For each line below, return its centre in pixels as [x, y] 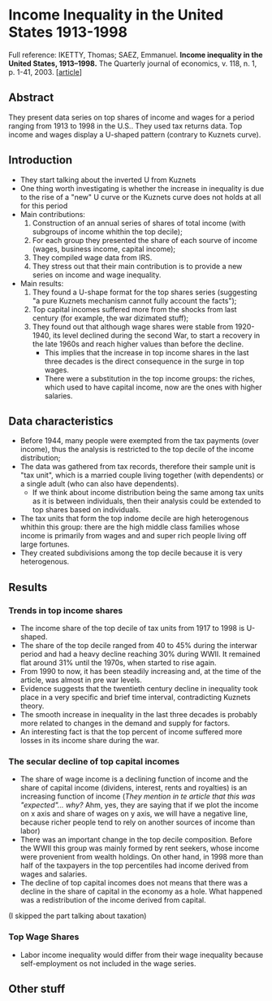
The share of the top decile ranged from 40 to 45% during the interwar [139, 646]
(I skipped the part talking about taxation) [78, 916]
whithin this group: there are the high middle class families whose [130, 527]
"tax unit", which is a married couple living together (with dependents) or [142, 475]
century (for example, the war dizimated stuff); [110, 318]
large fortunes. [45, 544]
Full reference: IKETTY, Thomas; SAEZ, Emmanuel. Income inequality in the [136, 54]
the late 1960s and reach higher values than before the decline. [138, 344]
